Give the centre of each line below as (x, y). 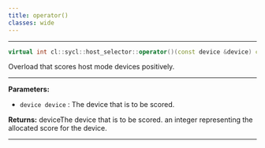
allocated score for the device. (58, 128)
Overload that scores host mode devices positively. (91, 67)
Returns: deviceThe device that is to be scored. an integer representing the (131, 120)
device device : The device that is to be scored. (97, 105)
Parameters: (29, 89)
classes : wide (32, 23)
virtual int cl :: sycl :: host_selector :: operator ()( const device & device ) (130, 52)
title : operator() (38, 15)
